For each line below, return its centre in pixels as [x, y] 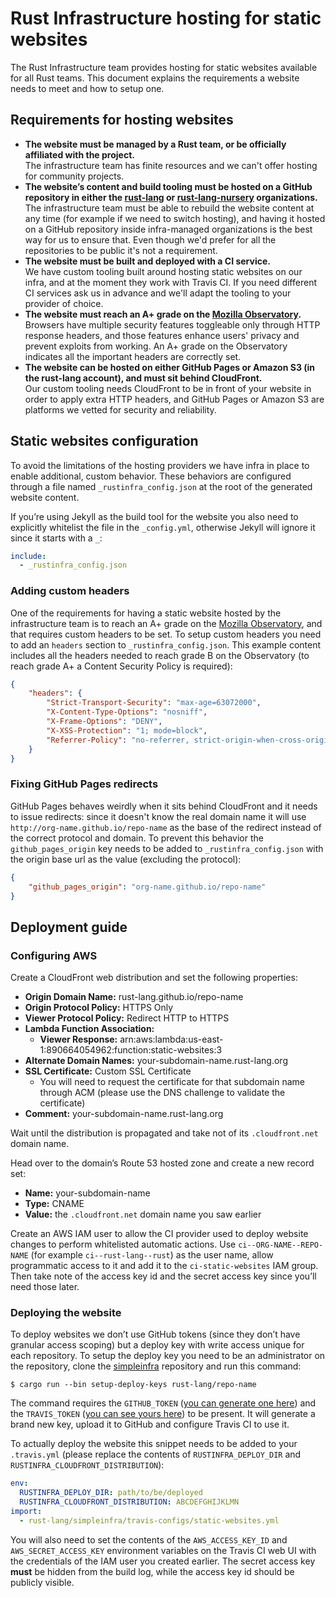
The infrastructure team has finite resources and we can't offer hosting [171, 165]
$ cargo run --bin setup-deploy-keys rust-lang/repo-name [133, 1385]
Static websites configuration [104, 441]
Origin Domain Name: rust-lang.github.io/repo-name [134, 997]
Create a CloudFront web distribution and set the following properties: [154, 978]
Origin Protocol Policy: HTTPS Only [99, 1008]
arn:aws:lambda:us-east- [171, 1039]
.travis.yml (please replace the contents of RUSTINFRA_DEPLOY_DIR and [156, 1454]
